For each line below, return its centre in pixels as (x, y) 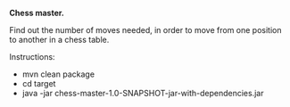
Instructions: (32, 57)
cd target (39, 83)
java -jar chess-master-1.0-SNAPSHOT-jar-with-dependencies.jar (143, 93)
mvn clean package (58, 74)
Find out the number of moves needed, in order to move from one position (145, 30)
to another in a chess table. (59, 40)
